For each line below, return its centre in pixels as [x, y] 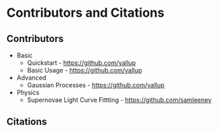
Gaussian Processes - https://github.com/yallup [96, 85]
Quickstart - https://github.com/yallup [82, 63]
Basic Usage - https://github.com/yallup [84, 70]
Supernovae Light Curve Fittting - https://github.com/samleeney [119, 100]
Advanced [31, 78]
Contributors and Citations [85, 13]
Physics [28, 93]
